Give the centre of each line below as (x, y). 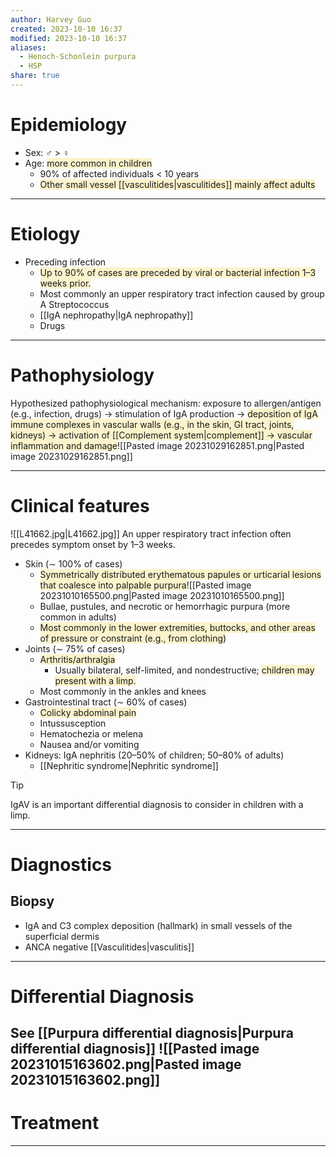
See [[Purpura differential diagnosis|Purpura (152, 1033)
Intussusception (73, 723)
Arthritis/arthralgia (77, 659)
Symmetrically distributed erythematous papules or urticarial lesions (180, 574)
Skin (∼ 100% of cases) (73, 563)
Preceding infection (65, 262)
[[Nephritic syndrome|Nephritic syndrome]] (129, 765)
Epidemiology (69, 125)
